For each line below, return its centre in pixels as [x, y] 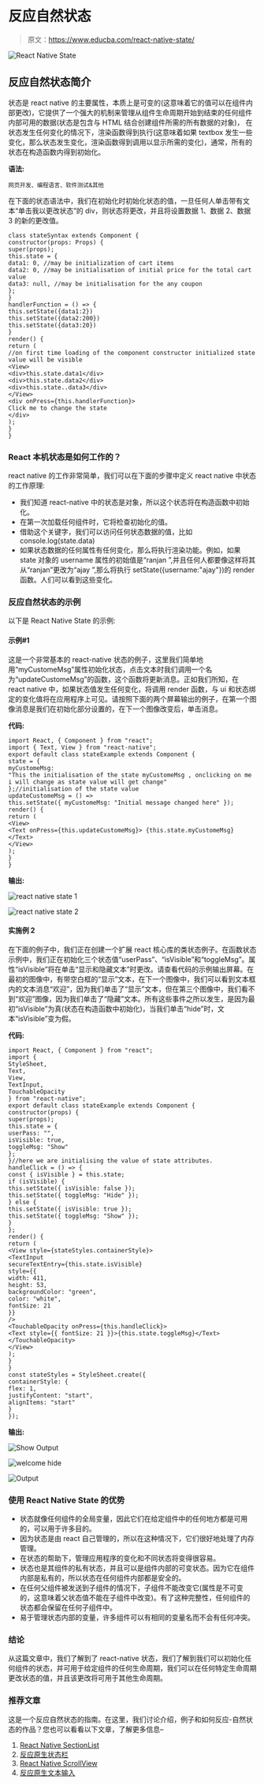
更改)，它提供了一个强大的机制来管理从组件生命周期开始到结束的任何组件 [134, 112]
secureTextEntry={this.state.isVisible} [76, 1264]
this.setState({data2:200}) [54, 318]
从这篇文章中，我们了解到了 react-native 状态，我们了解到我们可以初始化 [126, 1659]
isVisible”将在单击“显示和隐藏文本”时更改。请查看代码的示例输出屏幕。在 [136, 969]
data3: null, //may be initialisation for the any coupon [105, 284]
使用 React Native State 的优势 [67, 1500]
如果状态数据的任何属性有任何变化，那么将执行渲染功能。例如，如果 [130, 550]
